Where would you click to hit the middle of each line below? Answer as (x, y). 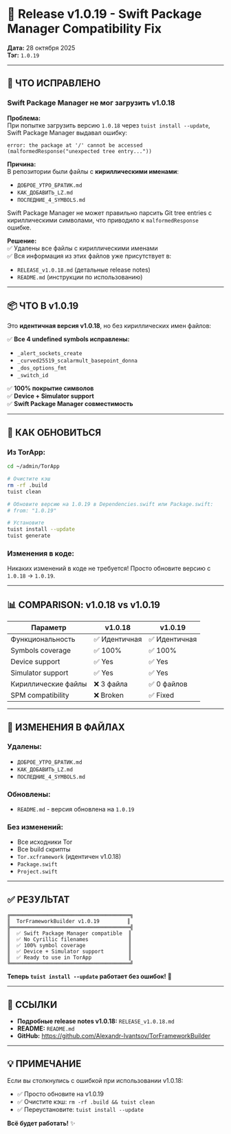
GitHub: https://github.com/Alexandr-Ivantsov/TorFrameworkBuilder (114, 1036)
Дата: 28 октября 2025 (41, 48)
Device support (35, 662)
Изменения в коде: (41, 553)
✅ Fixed (161, 696)
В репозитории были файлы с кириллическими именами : (93, 171)
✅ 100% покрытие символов (51, 388)
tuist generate (29, 536)
